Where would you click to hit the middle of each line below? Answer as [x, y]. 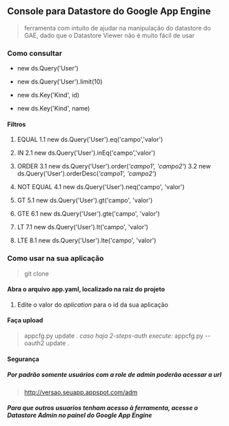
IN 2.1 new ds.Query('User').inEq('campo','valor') [86, 153]
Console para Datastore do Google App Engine [109, 11]
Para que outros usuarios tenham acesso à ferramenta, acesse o [103, 408]
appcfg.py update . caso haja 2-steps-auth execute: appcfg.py [113, 336]
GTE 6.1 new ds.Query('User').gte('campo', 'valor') [88, 214]
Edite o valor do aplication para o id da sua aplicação [93, 304]
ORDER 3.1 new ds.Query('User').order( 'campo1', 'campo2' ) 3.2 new [114, 166]
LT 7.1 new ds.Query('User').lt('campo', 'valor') [82, 227]
